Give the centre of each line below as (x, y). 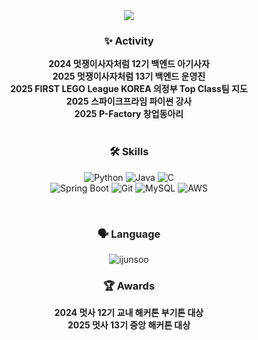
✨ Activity (129, 41)
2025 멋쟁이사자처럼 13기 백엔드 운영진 (129, 76)
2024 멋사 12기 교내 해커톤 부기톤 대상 (129, 313)
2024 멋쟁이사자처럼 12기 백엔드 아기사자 (129, 64)
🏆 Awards (129, 286)
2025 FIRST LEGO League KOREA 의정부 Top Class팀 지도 (129, 89)
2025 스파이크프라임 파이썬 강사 (129, 101)
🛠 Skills (129, 152)
